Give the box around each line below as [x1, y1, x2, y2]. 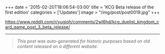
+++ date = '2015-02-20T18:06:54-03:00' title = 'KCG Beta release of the [5, 4, 154, 10]
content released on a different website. [17, 44, 98, 49]
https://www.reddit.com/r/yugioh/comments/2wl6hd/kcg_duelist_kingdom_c [5, 19, 160, 25]
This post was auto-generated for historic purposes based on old [17, 38, 150, 44]
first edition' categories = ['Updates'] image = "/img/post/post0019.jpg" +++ [5, 9, 160, 15]
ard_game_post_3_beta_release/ [5, 24, 70, 30]
